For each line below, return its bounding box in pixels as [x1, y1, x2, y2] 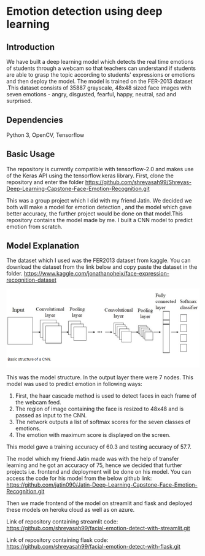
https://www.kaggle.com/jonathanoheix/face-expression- [23, 270, 170, 277]
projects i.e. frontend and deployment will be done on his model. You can [6, 468, 191, 475]
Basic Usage [6, 149, 55, 160]
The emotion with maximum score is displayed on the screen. [15, 431, 171, 438]
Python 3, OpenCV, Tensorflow [6, 131, 85, 139]
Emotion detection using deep [6, 4, 163, 18]
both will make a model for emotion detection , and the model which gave [6, 203, 192, 210]
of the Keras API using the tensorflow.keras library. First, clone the [6, 172, 174, 179]
